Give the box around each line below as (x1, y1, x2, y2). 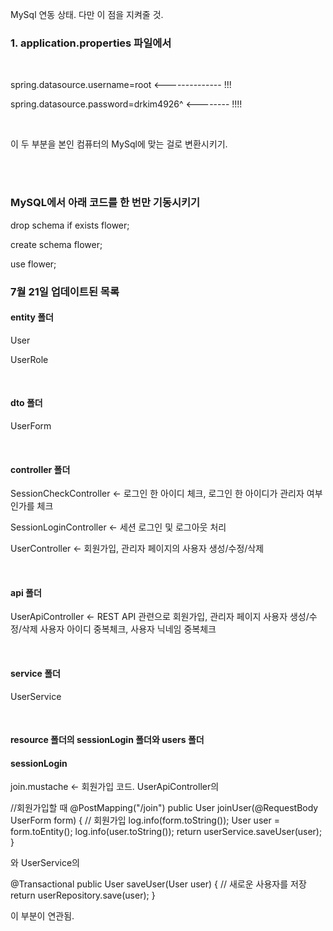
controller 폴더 (10, 463, 71, 475)
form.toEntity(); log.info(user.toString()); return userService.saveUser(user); (10, 826, 323, 838)
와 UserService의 (10, 857, 80, 869)
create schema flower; (10, 238, 103, 250)
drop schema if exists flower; (10, 219, 130, 231)
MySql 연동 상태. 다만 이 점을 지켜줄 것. (10, 9, 164, 20)
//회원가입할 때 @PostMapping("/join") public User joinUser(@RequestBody (10, 802, 319, 814)
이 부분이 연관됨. (10, 910, 75, 922)
